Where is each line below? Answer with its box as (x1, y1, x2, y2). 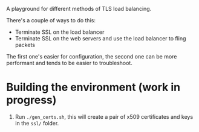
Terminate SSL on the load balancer (15, 28, 105, 36)
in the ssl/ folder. (15, 119, 59, 127)
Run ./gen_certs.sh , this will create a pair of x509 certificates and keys (15, 113, 194, 120)
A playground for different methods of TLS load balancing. (6, 5, 152, 12)
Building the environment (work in (6, 81, 180, 94)
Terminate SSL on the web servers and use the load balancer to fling (15, 35, 186, 42)
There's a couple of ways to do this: (6, 17, 96, 24)
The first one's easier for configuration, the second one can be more (6, 53, 177, 60)
